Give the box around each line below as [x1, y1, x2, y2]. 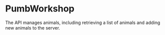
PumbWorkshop [5, 3, 75, 14]
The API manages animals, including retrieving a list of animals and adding [5, 19, 160, 25]
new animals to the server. [5, 24, 60, 30]
